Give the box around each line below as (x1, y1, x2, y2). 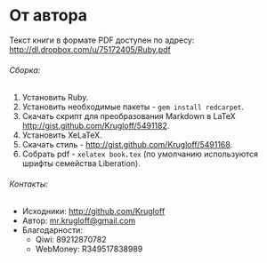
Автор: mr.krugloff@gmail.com (21, 215, 136, 227)
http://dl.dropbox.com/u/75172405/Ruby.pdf (9, 44, 172, 54)
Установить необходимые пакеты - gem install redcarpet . (21, 101, 245, 112)
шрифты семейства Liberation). (21, 158, 141, 169)
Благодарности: (21, 225, 83, 235)
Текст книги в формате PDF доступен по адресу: (9, 35, 195, 45)
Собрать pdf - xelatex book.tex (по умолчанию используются (21, 148, 259, 160)
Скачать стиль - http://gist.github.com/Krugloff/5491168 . (21, 139, 233, 150)
